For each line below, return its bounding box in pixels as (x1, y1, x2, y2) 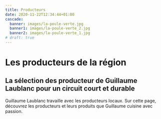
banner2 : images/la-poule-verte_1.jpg (9, 30, 91, 35)
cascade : (5, 16, 23, 21)
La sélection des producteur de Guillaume (5, 76, 138, 85)
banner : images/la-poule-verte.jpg (9, 21, 84, 26)
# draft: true (5, 35, 35, 40)
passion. (5, 108, 23, 114)
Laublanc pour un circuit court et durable (5, 84, 135, 93)
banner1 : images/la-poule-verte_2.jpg (9, 26, 91, 31)
